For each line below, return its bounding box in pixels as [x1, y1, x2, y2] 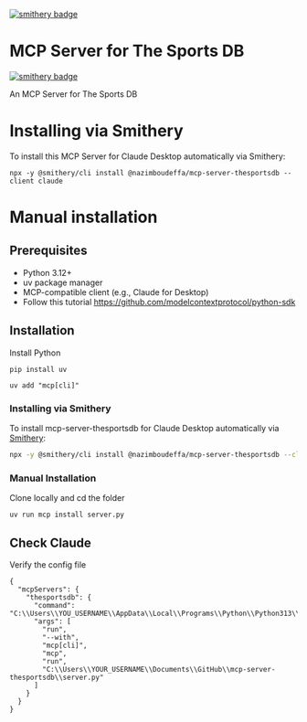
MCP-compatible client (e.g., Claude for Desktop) [22, 286, 209, 297]
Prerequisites [9, 243, 88, 259]
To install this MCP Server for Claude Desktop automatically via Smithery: [9, 151, 286, 162]
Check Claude [9, 535, 91, 550]
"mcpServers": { [17, 585, 79, 594]
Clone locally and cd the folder [9, 493, 125, 504]
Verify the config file [9, 558, 87, 570]
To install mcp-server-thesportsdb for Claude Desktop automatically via [9, 422, 280, 433]
